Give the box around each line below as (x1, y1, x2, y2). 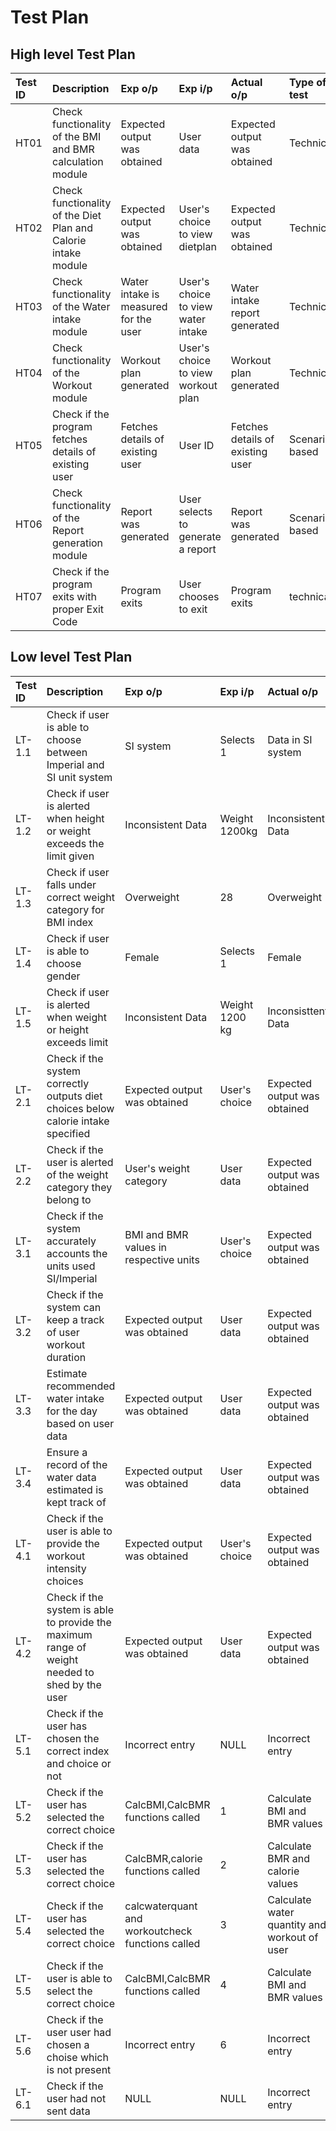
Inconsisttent (267, 1004, 329, 1018)
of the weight (46, 1167, 109, 1181)
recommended (46, 1379, 116, 1393)
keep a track (46, 1312, 105, 1326)
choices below (46, 1101, 115, 1115)
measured (120, 300, 168, 313)
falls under (46, 877, 97, 891)
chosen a (46, 2037, 90, 2051)
